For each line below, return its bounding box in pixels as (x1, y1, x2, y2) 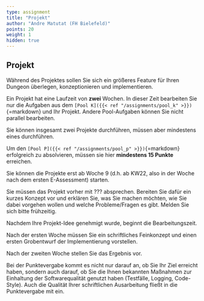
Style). (6, 281, 23, 288)
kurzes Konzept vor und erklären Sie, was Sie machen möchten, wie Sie (6, 194, 188, 202)
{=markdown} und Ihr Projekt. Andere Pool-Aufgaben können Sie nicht (6, 108, 184, 115)
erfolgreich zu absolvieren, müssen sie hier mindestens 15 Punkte (6, 151, 174, 158)
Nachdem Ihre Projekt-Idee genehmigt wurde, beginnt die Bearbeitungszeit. (6, 219, 197, 227)
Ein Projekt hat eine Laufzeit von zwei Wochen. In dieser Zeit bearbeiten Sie (6, 94, 197, 102)
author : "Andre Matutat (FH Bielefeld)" (6, 20, 111, 26)
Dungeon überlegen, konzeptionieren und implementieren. (6, 83, 154, 90)
